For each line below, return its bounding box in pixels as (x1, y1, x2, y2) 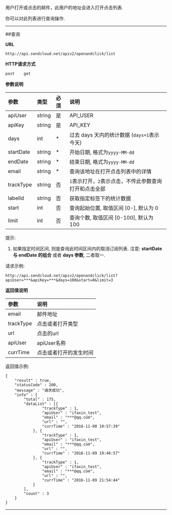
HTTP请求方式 (5, 61, 36, 67)
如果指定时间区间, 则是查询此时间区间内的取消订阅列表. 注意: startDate (12, 245, 162, 251)
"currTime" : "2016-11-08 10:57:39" (41, 424, 120, 429)
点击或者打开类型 (36, 320, 78, 327)
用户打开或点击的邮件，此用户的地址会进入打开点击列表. (5, 5, 124, 10)
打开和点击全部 (69, 185, 106, 192)
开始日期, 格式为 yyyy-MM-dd (69, 148, 135, 155)
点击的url (36, 330, 59, 337)
